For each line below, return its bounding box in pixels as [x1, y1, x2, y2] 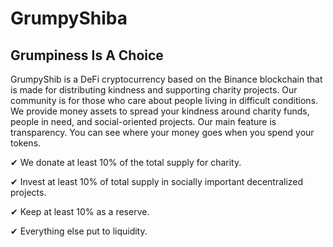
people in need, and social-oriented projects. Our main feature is [10, 116, 277, 127]
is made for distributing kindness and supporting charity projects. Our [10, 84, 298, 96]
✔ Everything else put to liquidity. [10, 225, 148, 237]
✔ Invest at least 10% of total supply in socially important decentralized [10, 176, 304, 187]
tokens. [10, 137, 42, 149]
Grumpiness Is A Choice [10, 47, 164, 64]
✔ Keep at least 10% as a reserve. [10, 206, 150, 217]
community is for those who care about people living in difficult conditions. [10, 95, 319, 106]
